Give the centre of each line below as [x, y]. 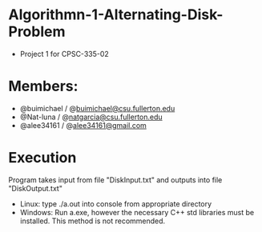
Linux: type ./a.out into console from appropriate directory [116, 204]
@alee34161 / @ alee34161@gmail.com [83, 125]
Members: [43, 86]
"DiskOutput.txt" [35, 188]
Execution [42, 158]
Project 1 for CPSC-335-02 [64, 54]
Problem [37, 32]
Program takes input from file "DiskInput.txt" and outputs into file [115, 180]
